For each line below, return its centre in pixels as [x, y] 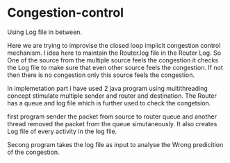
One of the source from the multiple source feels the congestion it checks [113, 60]
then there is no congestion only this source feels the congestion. [101, 75]
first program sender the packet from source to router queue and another [112, 117]
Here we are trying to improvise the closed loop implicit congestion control [114, 45]
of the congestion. [33, 152]
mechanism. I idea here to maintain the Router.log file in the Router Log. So [114, 53]
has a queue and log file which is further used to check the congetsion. [109, 103]
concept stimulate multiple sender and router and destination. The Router [112, 96]
